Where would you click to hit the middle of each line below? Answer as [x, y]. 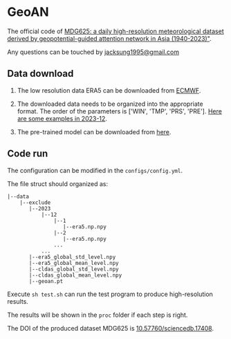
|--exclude [35, 202]
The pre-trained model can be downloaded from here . [94, 131]
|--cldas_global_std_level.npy [74, 269]
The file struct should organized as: [58, 183]
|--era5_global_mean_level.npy [74, 263]
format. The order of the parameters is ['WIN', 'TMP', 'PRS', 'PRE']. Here [120, 111]
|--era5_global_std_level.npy [72, 257]
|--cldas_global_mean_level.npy [75, 275]
